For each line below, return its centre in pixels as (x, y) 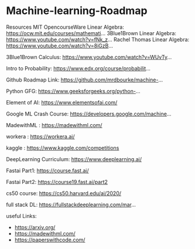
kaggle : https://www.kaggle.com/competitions (63, 148)
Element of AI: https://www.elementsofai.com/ (62, 102)
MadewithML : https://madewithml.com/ (54, 125)
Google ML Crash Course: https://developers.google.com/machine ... (89, 114)
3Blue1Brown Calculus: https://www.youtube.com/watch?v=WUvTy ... (89, 57)
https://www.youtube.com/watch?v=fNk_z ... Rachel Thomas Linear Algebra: (98, 39)
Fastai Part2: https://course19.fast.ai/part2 (57, 182)
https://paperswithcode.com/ (50, 240)
